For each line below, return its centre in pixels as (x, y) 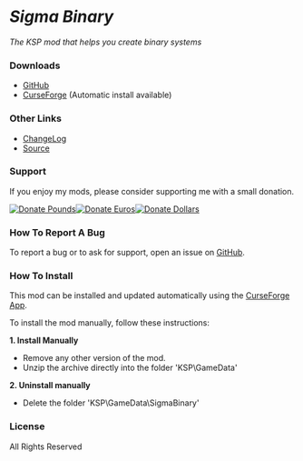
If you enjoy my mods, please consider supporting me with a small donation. (152, 191)
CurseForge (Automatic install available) (97, 95)
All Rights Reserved (46, 446)
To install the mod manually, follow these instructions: (110, 323)
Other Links (35, 118)
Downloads (35, 65)
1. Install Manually (44, 341)
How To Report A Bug (58, 232)
